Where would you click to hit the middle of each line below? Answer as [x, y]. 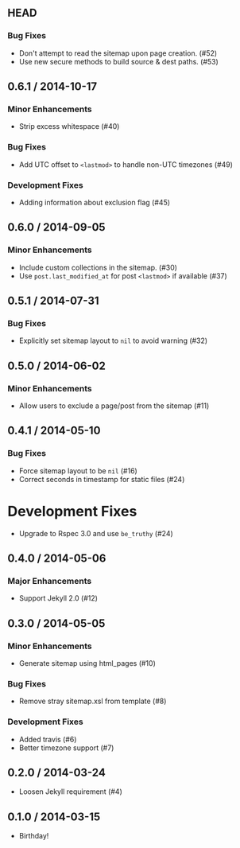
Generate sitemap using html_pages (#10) [87, 663]
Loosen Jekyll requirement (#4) [70, 792]
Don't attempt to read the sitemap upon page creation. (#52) [118, 53]
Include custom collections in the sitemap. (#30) [98, 267]
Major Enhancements [50, 581]
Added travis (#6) [48, 739]
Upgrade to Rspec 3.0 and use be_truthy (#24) [96, 533]
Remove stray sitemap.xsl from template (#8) [93, 701]
